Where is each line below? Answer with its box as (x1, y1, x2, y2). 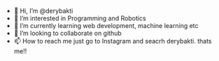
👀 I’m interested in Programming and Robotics (13, 14, 146, 22)
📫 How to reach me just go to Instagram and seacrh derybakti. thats (13, 37, 212, 45)
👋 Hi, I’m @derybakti (13, 7, 73, 15)
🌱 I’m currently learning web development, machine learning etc (13, 22, 199, 29)
